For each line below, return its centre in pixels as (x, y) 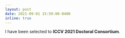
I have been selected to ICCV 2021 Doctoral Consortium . (63, 32)
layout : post (18, 9)
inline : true (18, 18)
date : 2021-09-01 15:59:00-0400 (38, 14)
